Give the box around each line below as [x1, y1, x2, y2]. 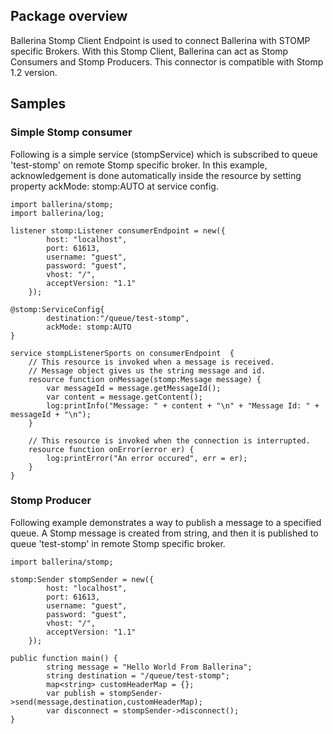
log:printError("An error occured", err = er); [46, 453, 248, 463]
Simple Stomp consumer [10, 125, 133, 139]
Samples [10, 95, 67, 113]
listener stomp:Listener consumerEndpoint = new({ [10, 225, 226, 236]
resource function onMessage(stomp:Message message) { [28, 374, 262, 384]
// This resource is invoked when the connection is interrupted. [28, 435, 311, 446]
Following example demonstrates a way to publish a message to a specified [10, 516, 322, 528]
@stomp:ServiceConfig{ [10, 304, 105, 314]
